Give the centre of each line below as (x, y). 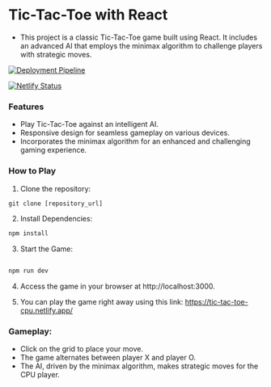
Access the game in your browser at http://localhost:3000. (118, 286)
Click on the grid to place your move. (82, 349)
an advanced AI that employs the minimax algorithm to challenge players (141, 45)
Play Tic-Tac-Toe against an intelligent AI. (89, 124)
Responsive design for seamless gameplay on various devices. (125, 133)
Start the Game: (47, 249)
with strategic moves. (56, 54)
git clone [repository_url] (56, 204)
